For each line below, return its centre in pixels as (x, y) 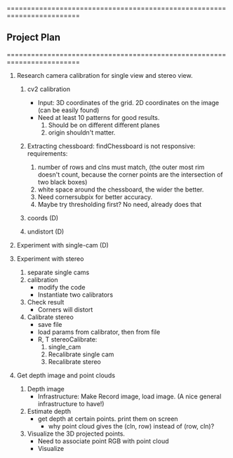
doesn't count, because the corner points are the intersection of (130, 174)
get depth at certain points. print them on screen (108, 419)
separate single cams (58, 272)
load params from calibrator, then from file (99, 332)
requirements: (47, 153)
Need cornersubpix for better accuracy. (95, 196)
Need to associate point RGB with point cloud (103, 441)
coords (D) (43, 217)
